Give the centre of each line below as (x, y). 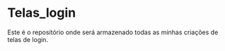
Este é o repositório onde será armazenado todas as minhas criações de (113, 32)
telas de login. (28, 39)
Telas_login (42, 13)
